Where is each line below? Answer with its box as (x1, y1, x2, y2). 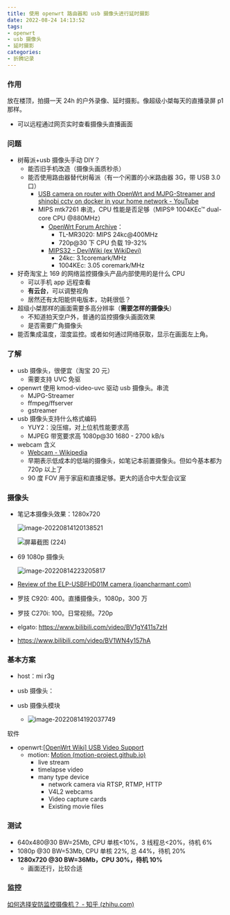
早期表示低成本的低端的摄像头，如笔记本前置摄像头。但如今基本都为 (27, 456, 222, 464)
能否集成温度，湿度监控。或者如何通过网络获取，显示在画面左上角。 (17, 330, 212, 338)
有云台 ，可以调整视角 (27, 287, 89, 295)
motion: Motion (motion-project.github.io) (27, 751, 146, 759)
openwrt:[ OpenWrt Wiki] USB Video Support (17, 743, 144, 752)
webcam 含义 (17, 440, 56, 448)
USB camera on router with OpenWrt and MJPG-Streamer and (37, 190, 215, 198)
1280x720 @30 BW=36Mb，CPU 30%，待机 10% (17, 855, 163, 864)
